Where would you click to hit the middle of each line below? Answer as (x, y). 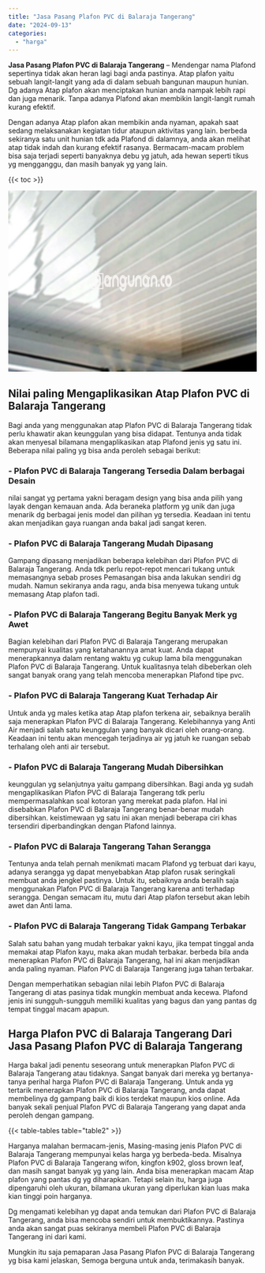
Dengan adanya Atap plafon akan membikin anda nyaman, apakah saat (123, 122)
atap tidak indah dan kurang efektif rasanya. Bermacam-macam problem (126, 148)
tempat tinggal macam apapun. (59, 1009)
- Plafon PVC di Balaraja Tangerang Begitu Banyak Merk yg (123, 614)
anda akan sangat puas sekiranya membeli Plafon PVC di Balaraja (114, 1229)
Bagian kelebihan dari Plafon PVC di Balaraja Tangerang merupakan (118, 642)
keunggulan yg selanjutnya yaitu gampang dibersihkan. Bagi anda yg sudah (131, 784)
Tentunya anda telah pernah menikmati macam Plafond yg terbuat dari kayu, (132, 864)
